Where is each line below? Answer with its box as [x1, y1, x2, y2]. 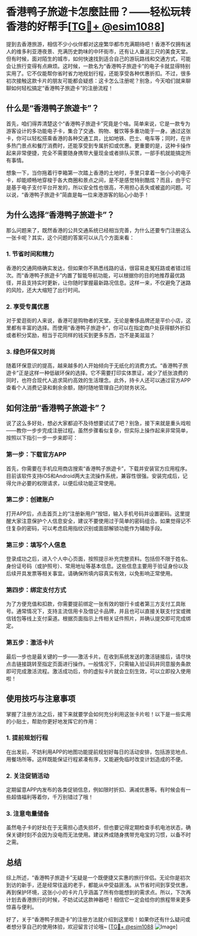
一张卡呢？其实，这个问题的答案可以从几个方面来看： [6, 234, 135, 241]
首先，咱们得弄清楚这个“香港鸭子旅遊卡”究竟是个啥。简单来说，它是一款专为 [6, 120, 191, 127]
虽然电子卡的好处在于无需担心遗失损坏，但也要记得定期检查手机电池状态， [6, 824, 186, 831]
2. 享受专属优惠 [6, 303, 50, 311]
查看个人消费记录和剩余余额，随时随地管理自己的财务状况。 [6, 384, 150, 391]
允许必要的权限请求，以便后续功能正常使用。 [11, 479, 119, 487]
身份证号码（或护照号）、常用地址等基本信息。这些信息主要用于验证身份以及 [6, 562, 189, 569]
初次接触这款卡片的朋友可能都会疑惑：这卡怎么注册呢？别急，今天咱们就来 [6, 77, 186, 84]
